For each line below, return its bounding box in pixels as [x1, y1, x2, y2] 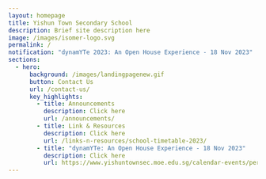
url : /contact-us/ [28, 85, 90, 93]
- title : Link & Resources [36, 122, 126, 130]
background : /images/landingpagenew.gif [28, 70, 165, 78]
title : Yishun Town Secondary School [8, 19, 133, 27]
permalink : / [8, 41, 51, 49]
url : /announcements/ [43, 115, 115, 123]
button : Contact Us [28, 78, 93, 86]
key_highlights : [28, 93, 83, 101]
